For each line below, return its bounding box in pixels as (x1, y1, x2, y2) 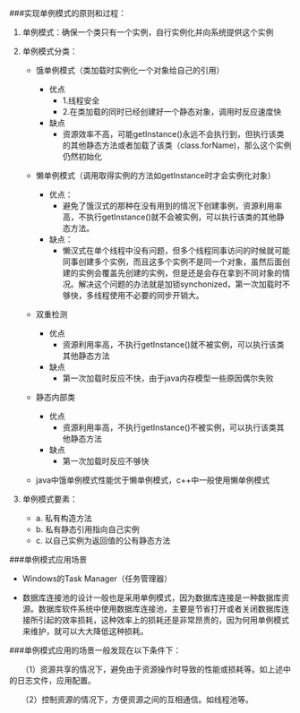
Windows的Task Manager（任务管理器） (21, 573, 173, 584)
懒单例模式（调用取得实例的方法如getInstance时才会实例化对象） (35, 170, 276, 181)
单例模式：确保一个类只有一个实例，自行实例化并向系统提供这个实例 (21, 27, 274, 38)
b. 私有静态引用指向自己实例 (35, 524, 141, 535)
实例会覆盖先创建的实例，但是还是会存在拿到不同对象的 (78, 268, 283, 278)
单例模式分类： (21, 46, 78, 56)
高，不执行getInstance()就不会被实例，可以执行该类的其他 (62, 211, 278, 222)
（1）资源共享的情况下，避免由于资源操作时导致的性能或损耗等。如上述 (24, 664, 284, 674)
